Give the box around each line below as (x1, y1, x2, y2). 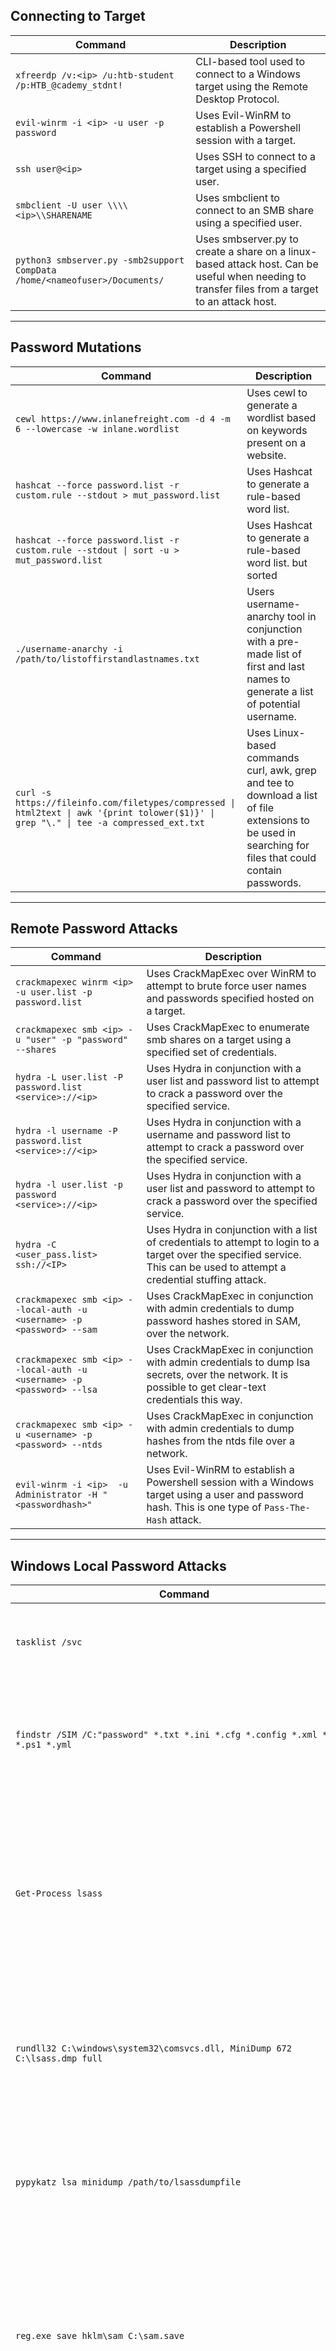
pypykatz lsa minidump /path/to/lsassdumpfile (15, 2177, 242, 2188)
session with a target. (195, 133, 297, 147)
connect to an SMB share (195, 203, 315, 217)
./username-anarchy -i (15, 643, 123, 654)
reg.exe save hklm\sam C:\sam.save (15, 2330, 185, 2342)
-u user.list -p (15, 987, 93, 998)
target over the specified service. (146, 1248, 302, 1262)
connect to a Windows (195, 67, 301, 81)
